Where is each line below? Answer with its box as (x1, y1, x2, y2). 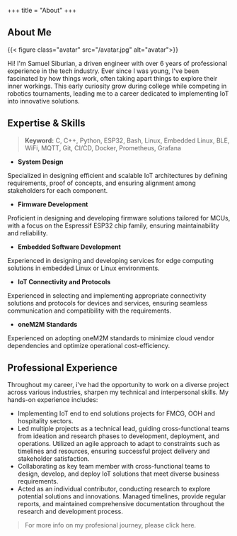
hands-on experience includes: (7, 396, 98, 404)
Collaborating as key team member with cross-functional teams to (17, 462, 211, 471)
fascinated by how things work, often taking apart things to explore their (7, 74, 218, 82)
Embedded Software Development (17, 242, 122, 251)
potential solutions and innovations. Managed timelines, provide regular (17, 492, 226, 501)
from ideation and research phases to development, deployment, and (17, 432, 219, 440)
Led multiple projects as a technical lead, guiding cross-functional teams (17, 425, 230, 433)
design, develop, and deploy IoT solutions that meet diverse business (17, 469, 220, 478)
